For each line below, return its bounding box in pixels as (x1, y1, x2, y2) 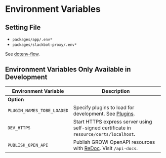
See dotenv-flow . (5, 51, 40, 57)
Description (101, 87, 130, 94)
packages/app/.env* (12, 37, 53, 42)
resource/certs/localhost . (73, 130, 136, 137)
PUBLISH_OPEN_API (7, 142, 48, 148)
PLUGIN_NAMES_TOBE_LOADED (7, 108, 69, 113)
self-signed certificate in (73, 124, 131, 131)
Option (7, 96, 24, 103)
